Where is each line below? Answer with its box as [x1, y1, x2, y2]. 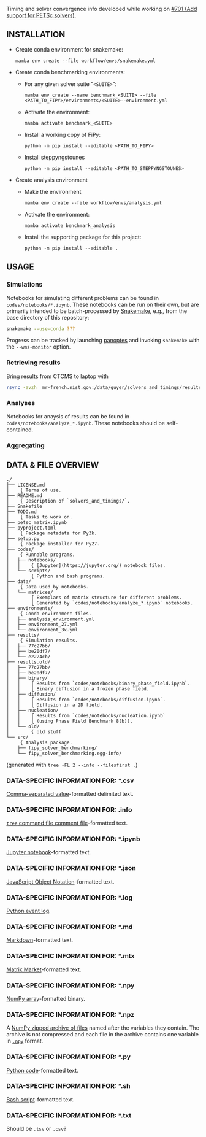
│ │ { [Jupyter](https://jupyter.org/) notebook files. [6, 562, 166, 568]
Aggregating [6, 441, 45, 450]
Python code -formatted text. [6, 1066, 78, 1074]
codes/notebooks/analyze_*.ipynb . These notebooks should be [6, 419, 166, 426]
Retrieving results [6, 358, 61, 367]
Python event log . [6, 908, 51, 915]
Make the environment [24, 188, 82, 195]
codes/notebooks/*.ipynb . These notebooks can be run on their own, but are [6, 301, 199, 308]
